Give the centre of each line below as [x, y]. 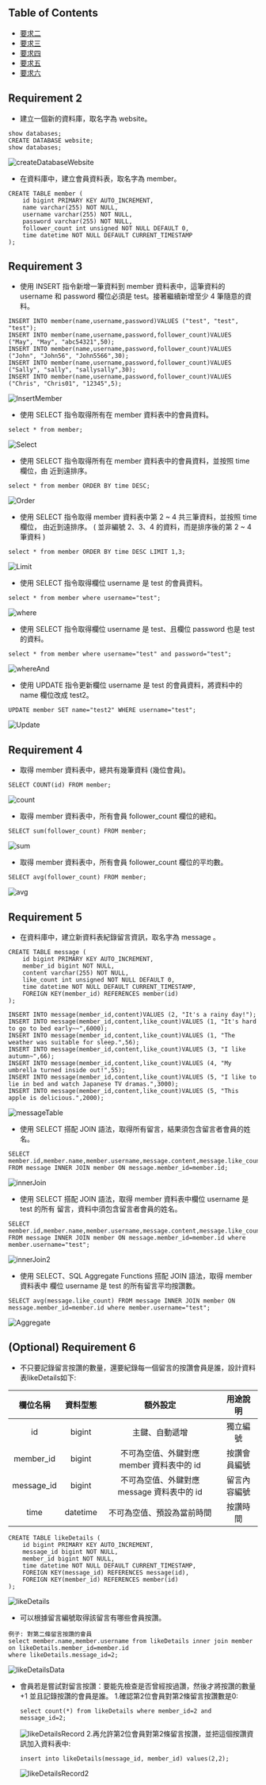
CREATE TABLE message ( [47, 952]
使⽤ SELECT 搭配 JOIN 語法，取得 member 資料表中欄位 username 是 [134, 1199]
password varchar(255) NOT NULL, [78, 221]
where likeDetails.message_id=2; [63, 1655]
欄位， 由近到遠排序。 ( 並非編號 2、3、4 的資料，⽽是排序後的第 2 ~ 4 [135, 527]
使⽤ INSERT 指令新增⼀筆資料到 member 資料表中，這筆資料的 [122, 287]
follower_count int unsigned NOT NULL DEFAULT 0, [106, 228]
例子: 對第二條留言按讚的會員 [50, 1634]
